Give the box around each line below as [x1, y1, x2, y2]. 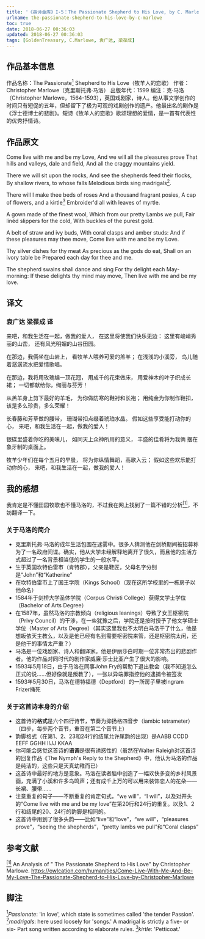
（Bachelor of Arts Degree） [15, 602, 87, 609]
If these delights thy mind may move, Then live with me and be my [30, 272, 197, 279]
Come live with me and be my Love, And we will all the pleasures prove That [6, 153, 198, 161]
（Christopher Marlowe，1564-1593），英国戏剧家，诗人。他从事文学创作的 [6, 94, 196, 101]
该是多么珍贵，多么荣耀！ [6, 402, 71, 409]
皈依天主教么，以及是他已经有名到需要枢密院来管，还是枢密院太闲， [20, 632, 192, 640]
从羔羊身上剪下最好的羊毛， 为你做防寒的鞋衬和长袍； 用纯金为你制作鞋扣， [6, 395, 196, 402]
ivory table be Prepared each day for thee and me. [6, 254, 133, 261]
